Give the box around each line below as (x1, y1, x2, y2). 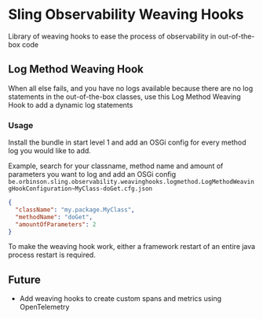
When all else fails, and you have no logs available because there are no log (8, 83, 254, 93)
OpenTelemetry (19, 302, 70, 312)
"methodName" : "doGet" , (15, 213, 93, 221)
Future (8, 273, 42, 286)
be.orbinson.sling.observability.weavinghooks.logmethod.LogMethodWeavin (8, 178, 255, 186)
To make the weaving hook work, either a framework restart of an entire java (8, 242, 256, 251)
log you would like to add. (8, 146, 92, 156)
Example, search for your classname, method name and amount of (8, 161, 224, 170)
